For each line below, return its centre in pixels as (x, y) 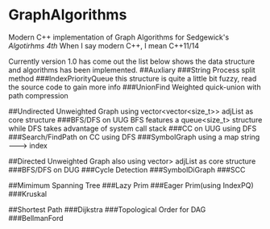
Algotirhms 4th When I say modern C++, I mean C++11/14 (104, 45)
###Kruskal (27, 194)
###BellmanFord (36, 218)
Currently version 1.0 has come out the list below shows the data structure (132, 61)
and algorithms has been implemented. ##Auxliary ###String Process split (132, 69)
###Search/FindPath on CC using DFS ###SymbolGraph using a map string (134, 137)
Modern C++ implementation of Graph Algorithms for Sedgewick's (119, 37)
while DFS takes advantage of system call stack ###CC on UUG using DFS (133, 128)
